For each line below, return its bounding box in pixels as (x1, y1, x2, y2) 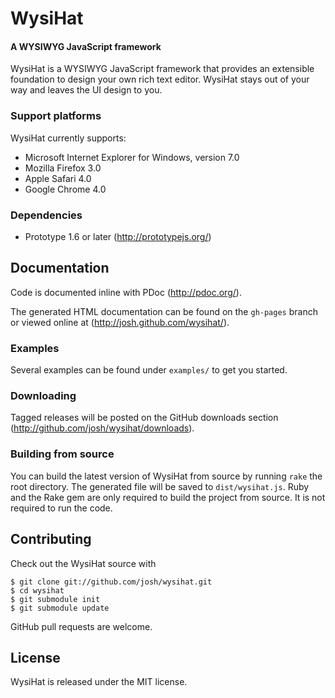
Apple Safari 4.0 (24, 172, 92, 184)
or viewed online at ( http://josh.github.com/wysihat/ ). (10, 316, 230, 328)
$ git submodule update (10, 603, 110, 613)
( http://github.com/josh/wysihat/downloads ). (10, 422, 195, 434)
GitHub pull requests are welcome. (10, 620, 153, 632)
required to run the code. (10, 502, 113, 514)
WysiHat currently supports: (10, 132, 127, 144)
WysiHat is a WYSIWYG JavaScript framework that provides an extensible (10, 63, 315, 75)
